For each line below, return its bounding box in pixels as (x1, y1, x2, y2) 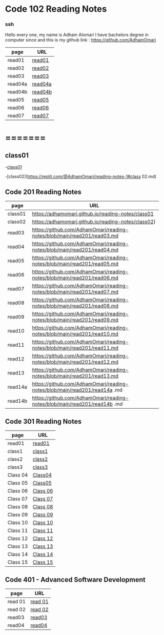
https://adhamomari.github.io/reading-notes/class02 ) (32, 218, 156, 225)
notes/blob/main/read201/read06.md (32, 275, 119, 281)
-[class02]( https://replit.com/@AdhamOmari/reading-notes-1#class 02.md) (5, 174, 157, 179)
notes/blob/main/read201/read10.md (32, 331, 119, 337)
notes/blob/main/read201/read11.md (32, 345, 119, 352)
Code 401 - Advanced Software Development (5, 575, 145, 584)
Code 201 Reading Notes (5, 188, 82, 196)
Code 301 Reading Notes (5, 417, 82, 425)
